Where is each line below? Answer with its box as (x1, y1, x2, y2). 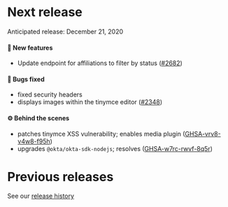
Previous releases (7, 169, 114, 185)
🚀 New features (7, 43, 53, 52)
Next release (7, 4, 83, 20)
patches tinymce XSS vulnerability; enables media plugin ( (17, 129, 185, 138)
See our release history (7, 192, 75, 200)
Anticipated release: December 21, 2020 (7, 27, 124, 36)
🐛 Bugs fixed (7, 75, 45, 83)
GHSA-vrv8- (185, 129, 222, 138)
